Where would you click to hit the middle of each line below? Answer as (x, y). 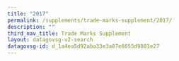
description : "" (31, 27)
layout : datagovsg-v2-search (50, 40)
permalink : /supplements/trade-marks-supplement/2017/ (90, 20)
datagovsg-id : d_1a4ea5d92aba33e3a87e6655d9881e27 (83, 46)
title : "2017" (28, 14)
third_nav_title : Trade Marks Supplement (69, 33)
